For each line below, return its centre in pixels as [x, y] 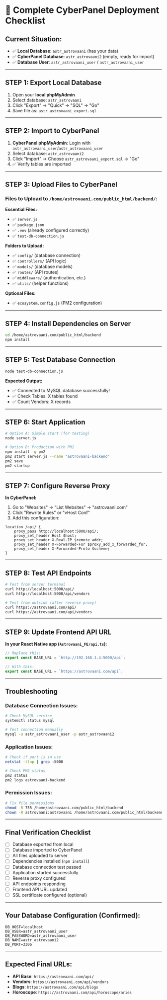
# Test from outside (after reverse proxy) [51, 603]
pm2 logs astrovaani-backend [35, 780]
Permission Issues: [29, 793]
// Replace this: [23, 653]
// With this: [20, 667]
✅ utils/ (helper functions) [41, 283]
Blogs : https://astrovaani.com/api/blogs [55, 987]
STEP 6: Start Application [45, 422]
